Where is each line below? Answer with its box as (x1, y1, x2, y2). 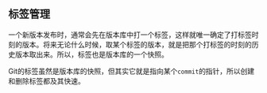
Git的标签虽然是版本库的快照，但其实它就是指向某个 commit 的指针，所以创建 (8, 66, 255, 76)
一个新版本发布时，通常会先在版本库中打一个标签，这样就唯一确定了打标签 (8, 30, 252, 39)
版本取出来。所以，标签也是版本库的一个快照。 (14, 50, 168, 59)
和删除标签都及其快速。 (8, 76, 85, 85)
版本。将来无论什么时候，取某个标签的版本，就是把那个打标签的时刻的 (21, 39, 252, 49)
